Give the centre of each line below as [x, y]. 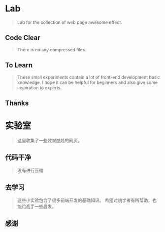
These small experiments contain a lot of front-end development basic [88, 77]
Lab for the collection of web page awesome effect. [69, 22]
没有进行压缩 [30, 170]
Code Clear [23, 38]
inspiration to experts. [39, 87]
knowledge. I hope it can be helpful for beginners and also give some [87, 82]
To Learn [19, 65]
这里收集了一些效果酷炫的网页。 [49, 140]
